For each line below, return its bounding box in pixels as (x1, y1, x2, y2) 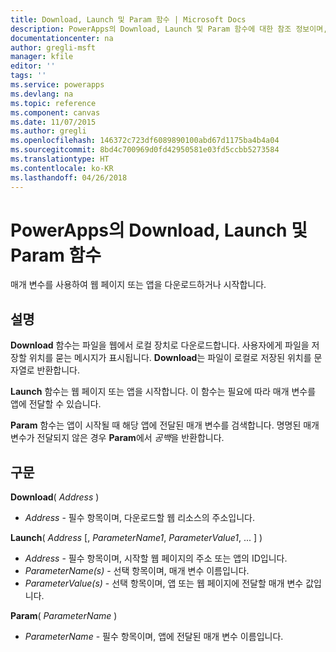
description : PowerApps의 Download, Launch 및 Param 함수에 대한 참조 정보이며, (10, 24, 328, 34)
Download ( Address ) (10, 491, 100, 503)
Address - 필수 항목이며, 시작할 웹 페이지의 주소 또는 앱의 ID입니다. (24, 552, 288, 565)
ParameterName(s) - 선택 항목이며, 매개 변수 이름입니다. (24, 565, 250, 577)
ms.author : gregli (10, 126, 87, 136)
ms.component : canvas (10, 107, 101, 118)
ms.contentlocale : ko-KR (10, 163, 114, 173)
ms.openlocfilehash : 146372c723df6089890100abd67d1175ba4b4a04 (10, 136, 280, 146)
